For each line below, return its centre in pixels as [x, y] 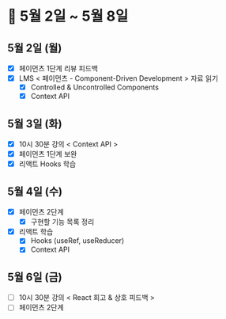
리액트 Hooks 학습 [47, 164]
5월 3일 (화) [35, 123]
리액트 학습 [36, 232]
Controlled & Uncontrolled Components [95, 87]
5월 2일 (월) [35, 48]
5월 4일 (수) [35, 191]
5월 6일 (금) [35, 277]
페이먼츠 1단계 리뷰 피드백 [58, 68]
